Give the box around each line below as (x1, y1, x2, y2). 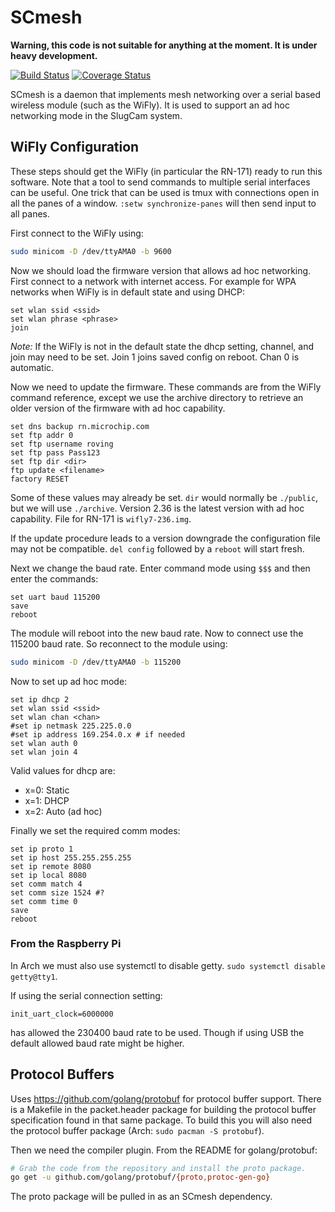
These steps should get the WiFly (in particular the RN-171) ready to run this (10, 165, 323, 177)
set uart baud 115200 (10, 592, 101, 602)
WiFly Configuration (10, 139, 140, 156)
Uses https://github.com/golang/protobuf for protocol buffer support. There (10, 1092, 322, 1105)
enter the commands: (10, 572, 99, 585)
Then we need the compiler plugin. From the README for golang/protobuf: (10, 1144, 318, 1156)
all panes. (10, 207, 51, 220)
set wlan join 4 (10, 747, 78, 757)
